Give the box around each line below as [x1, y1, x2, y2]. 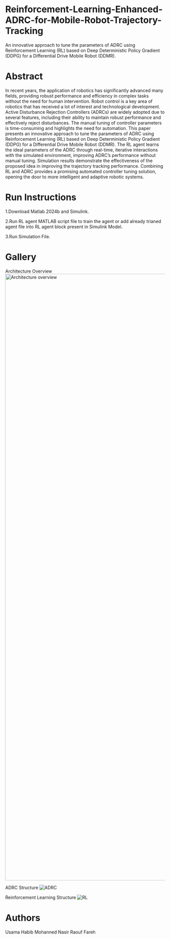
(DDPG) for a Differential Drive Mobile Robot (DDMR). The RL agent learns [5, 141, 159, 147]
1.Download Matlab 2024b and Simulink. [5, 208, 90, 214]
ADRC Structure [5, 884, 39, 890]
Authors [5, 912, 40, 923]
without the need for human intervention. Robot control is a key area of [5, 98, 153, 104]
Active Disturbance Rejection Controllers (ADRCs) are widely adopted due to [5, 109, 165, 115]
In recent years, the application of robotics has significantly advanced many [5, 87, 163, 93]
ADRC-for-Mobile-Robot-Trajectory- [5, 14, 162, 26]
